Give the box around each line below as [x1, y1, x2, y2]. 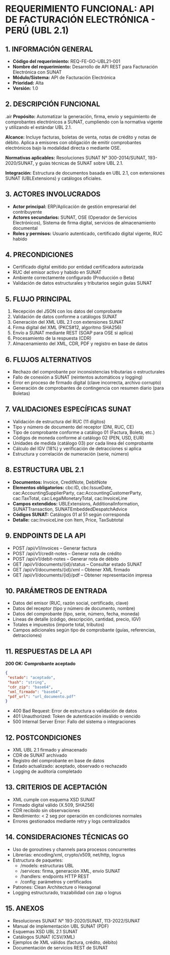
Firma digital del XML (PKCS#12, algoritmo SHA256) [12, 324, 122, 330]
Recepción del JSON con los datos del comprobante [12, 308, 123, 315]
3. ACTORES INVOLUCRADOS [5, 190, 100, 198]
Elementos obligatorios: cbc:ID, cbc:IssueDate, [12, 484, 113, 490]
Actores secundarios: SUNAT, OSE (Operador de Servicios [12, 214, 137, 220]
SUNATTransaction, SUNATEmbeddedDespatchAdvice [12, 506, 128, 512]
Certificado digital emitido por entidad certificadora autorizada [12, 264, 144, 270]
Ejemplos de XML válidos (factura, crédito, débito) [12, 939, 118, 945]
